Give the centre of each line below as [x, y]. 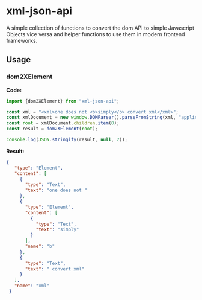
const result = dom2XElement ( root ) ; [52, 129]
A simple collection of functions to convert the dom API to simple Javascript [100, 28]
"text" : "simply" [57, 230]
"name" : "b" [40, 246]
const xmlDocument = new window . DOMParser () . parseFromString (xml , [91, 118]
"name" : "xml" [32, 286]
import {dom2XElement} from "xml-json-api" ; [63, 101]
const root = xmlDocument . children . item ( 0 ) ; [63, 123]
